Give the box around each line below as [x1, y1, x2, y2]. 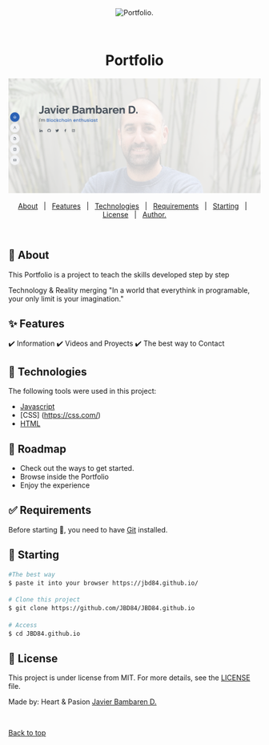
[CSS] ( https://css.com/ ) [19, 411, 102, 420]
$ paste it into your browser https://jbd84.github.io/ [8, 579, 199, 587]
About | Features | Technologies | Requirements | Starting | [18, 200, 247, 211]
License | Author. [102, 209, 167, 219]
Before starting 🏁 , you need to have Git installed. [8, 524, 168, 534]
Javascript [19, 402, 55, 411]
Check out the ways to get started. [19, 464, 134, 473]
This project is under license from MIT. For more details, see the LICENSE [8, 673, 251, 682]
